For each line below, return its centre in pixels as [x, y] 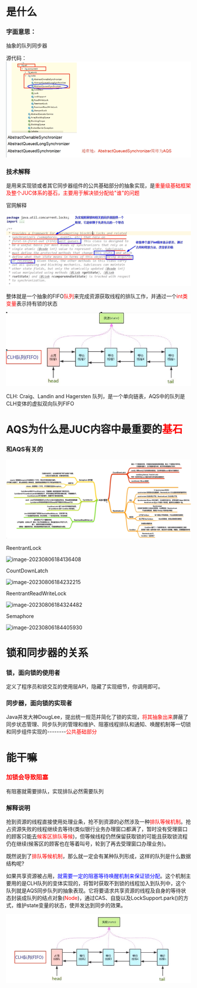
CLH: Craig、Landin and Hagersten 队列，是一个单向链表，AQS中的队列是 [96, 396]
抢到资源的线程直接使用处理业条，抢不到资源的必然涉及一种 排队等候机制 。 [96, 822]
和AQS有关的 [25, 449]
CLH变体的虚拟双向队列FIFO [40, 404]
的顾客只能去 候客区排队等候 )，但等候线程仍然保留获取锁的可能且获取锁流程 [97, 837]
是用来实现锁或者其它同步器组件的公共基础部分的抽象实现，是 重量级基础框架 [98, 186]
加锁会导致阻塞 [27, 778]
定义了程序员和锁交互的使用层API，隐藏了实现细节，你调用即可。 [85, 687]
